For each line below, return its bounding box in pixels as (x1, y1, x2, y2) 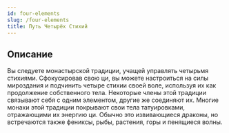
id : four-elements (7, 10, 60, 17)
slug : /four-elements (7, 17, 70, 23)
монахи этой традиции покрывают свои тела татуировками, (7, 103, 185, 112)
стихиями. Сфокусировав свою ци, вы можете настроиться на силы (7, 74, 209, 83)
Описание (7, 48, 53, 60)
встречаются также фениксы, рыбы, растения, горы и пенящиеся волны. (7, 118, 223, 126)
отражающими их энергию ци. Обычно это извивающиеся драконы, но (7, 111, 219, 119)
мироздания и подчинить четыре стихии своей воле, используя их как (7, 81, 217, 90)
